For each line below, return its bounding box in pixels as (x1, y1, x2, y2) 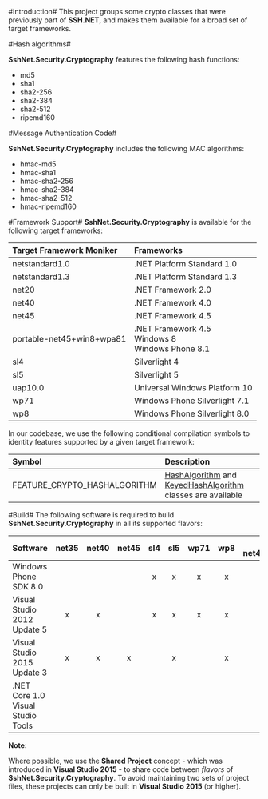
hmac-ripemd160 (19, 202, 77, 211)
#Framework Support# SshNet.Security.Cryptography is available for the (8, 218, 252, 226)
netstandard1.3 (12, 271, 70, 282)
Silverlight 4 (134, 356, 179, 367)
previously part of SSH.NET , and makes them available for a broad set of (8, 15, 248, 25)
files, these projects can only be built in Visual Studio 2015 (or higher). (8, 781, 242, 791)
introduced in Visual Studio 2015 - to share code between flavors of (8, 765, 234, 774)
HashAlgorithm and (164, 469, 238, 481)
